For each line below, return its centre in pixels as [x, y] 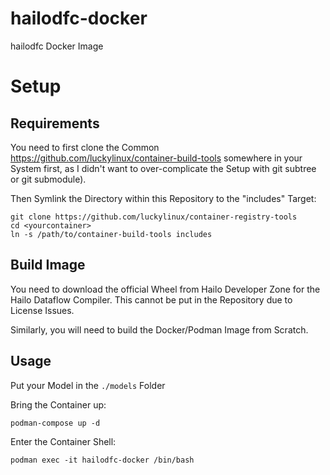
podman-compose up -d [55, 423]
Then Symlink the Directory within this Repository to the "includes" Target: [163, 198]
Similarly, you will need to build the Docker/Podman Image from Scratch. [159, 329]
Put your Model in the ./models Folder [88, 385]
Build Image [48, 265]
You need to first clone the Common [85, 147]
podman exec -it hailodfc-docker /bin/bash [102, 460]
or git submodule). [48, 179]
